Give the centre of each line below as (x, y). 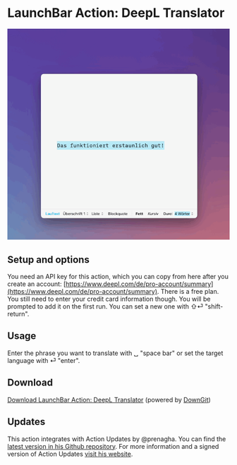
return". (18, 314)
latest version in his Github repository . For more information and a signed (113, 446)
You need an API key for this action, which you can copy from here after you (118, 277)
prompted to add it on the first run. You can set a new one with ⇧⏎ (105, 306)
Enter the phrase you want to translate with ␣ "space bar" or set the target (115, 353)
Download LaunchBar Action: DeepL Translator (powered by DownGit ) (109, 399)
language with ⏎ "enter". (44, 360)
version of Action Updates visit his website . (70, 454)
